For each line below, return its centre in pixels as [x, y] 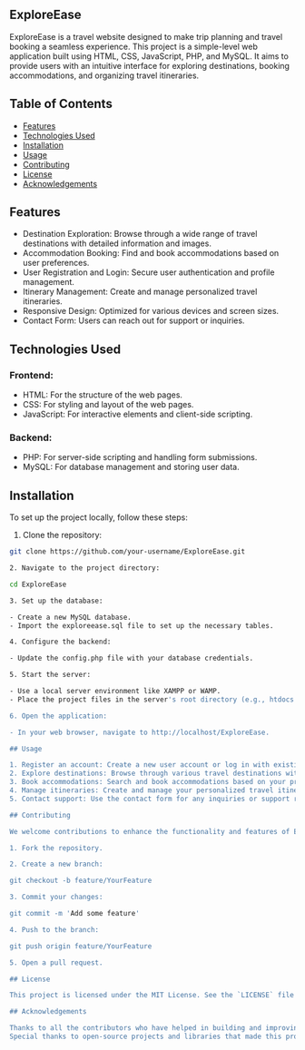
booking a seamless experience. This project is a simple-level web [134, 46]
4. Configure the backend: [60, 642]
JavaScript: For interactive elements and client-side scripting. [138, 414]
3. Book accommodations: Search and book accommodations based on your [148, 782]
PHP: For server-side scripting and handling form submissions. [140, 457]
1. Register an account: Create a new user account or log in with [140, 765]
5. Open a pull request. [56, 962]
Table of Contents [61, 104]
